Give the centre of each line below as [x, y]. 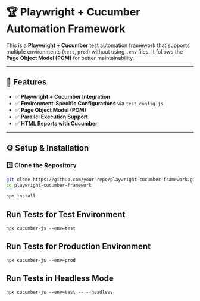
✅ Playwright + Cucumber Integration [62, 96]
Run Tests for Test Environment [66, 214]
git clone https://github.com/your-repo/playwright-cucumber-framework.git [102, 180]
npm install [21, 196]
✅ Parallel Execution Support [51, 117]
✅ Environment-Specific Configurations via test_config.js [89, 103]
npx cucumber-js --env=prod [41, 260]
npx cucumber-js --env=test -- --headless [60, 292]
